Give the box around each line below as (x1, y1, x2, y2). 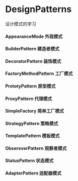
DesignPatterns (5, 4, 72, 15)
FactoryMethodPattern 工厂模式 (5, 70, 73, 76)
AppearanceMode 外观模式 (5, 33, 63, 39)
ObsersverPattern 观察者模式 (5, 145, 67, 151)
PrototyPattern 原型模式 (5, 83, 56, 89)
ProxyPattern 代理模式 (5, 96, 52, 102)
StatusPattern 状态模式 (5, 157, 54, 164)
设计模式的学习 (5, 21, 36, 27)
